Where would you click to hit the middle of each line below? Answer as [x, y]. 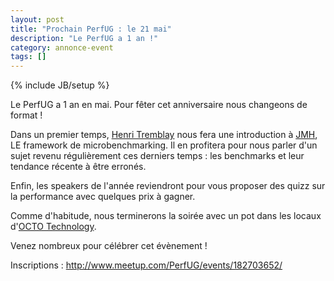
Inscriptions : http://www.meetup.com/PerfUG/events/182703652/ [146, 265]
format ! [26, 115]
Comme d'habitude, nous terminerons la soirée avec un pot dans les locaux [166, 216]
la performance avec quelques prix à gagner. [103, 197]
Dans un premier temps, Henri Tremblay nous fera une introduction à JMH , [164, 135]
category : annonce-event [62, 47]
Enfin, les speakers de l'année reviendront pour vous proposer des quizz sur [168, 186]
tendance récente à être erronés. [78, 167]
